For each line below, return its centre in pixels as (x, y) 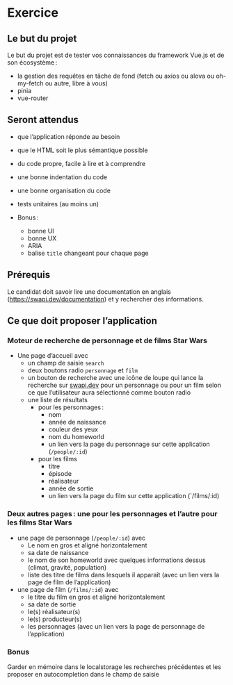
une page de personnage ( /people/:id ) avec (81, 538)
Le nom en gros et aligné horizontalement (87, 545)
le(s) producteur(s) (55, 619)
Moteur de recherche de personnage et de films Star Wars (107, 340)
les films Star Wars (40, 522)
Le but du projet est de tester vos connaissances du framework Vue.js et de (116, 55)
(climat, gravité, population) (67, 567)
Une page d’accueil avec (53, 356)
